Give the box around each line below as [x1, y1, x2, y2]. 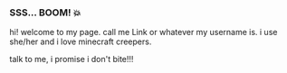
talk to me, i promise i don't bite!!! [9, 54, 134, 65]
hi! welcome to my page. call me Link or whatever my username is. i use [9, 27, 278, 38]
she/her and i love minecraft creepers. [9, 36, 152, 47]
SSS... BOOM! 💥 [9, 6, 81, 19]
